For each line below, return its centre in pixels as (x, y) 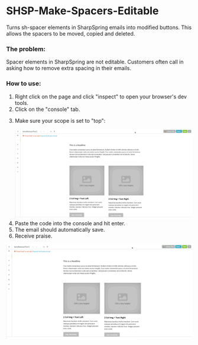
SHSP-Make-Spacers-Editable (82, 11)
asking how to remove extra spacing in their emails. (69, 68)
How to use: (24, 84)
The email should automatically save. (60, 229)
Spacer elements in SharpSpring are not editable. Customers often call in (95, 62)
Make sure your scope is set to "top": (60, 120)
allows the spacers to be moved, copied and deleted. (71, 33)
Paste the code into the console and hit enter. (70, 223)
